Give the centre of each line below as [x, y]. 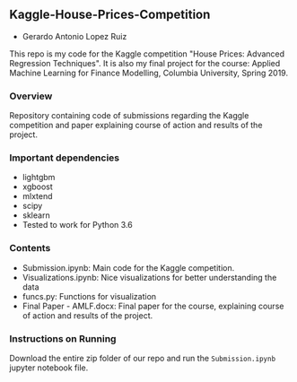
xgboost [38, 187]
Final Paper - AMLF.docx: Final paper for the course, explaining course [153, 306]
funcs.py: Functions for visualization [89, 296]
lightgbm [39, 178]
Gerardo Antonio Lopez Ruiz [74, 36]
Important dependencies [64, 158]
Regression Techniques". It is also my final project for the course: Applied [145, 63]
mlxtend [37, 196]
